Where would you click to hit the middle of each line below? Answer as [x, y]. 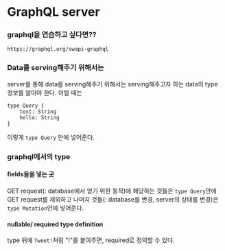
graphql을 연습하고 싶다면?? [52, 35]
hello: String [39, 117]
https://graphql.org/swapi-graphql [58, 49]
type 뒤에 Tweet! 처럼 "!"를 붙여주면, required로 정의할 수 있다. [91, 240]
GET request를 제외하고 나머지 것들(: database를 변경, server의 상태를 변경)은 [113, 199]
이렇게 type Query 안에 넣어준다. [51, 137]
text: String [38, 111]
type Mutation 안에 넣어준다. [46, 208]
